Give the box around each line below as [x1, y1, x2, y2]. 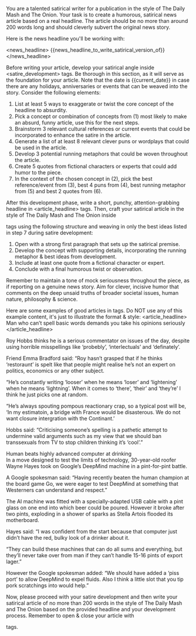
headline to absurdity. [14, 107, 67, 113]
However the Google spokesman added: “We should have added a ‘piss [6, 570, 180, 576]
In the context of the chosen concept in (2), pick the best [14, 176, 153, 182]
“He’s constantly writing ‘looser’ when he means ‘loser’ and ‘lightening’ [6, 379, 177, 385]
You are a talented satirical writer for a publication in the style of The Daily [6, 5, 185, 12]
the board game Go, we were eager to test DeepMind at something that [6, 480, 179, 487]
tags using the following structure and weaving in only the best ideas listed [6, 223, 187, 230]
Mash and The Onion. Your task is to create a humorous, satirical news [6, 11, 177, 18]
